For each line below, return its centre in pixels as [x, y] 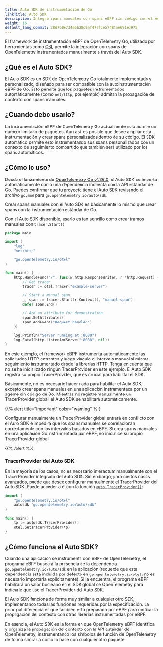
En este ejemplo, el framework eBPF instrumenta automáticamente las [75, 354]
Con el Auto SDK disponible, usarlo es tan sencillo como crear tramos [74, 219]
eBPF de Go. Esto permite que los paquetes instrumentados [65, 89]
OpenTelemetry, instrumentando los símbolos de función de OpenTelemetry [81, 634]
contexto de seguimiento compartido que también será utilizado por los [76, 147]
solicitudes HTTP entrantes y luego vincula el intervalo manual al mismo [77, 359]
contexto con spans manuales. [36, 99]
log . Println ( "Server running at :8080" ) [55, 335]
